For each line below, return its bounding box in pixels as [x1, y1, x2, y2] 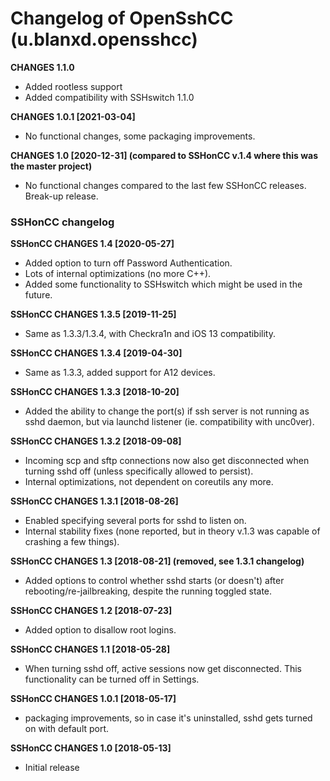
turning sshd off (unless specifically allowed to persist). [24, 465, 254, 477]
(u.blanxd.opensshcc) [10, 28, 198, 51]
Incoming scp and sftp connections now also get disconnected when [24, 455, 310, 467]
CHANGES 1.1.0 [10, 61, 75, 73]
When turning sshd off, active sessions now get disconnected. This [24, 663, 303, 675]
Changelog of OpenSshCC [10, 7, 234, 30]
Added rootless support [24, 80, 123, 92]
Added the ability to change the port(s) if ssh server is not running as [24, 405, 310, 417]
